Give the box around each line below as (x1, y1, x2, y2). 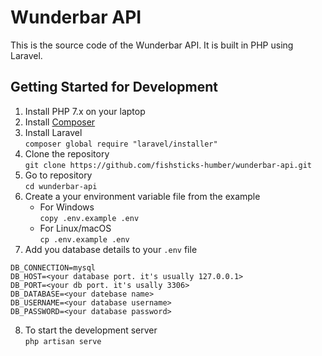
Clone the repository (24, 147, 110, 160)
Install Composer (24, 116, 96, 128)
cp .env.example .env (39, 234, 130, 245)
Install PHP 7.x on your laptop (24, 105, 146, 117)
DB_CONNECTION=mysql (10, 262, 97, 273)
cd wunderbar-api (24, 181, 98, 191)
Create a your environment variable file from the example (24, 190, 261, 202)
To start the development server (24, 324, 158, 336)
